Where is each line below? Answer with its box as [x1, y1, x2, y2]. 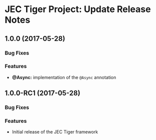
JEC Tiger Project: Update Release [5, 4, 151, 15]
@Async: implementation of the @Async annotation [12, 74, 116, 80]
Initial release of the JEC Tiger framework [12, 129, 98, 135]
